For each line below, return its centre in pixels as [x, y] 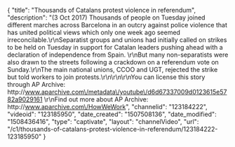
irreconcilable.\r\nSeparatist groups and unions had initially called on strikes [117, 40]
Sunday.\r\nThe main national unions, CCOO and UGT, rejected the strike [113, 70]
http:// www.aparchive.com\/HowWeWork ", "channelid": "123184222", [108, 107]
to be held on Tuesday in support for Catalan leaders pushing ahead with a [115, 47]
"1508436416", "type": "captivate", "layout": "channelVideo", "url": [103, 121]
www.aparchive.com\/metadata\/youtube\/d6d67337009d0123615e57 [126, 92]
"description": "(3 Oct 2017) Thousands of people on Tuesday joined [106, 17]
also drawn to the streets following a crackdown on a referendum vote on [113, 62]
